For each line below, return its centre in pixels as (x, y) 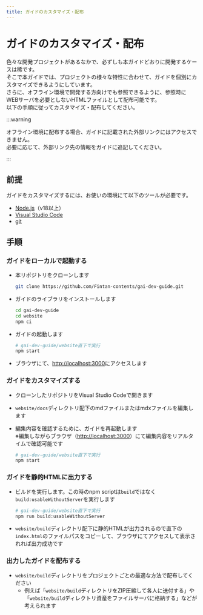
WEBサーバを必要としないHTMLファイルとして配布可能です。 (83, 99)
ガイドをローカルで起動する (47, 261)
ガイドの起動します (39, 334)
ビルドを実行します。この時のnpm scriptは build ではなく (85, 491)
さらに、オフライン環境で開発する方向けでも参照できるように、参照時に (96, 92)
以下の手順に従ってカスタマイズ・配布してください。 (72, 107)
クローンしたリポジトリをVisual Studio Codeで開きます (84, 395)
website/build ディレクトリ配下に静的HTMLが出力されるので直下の (98, 528)
